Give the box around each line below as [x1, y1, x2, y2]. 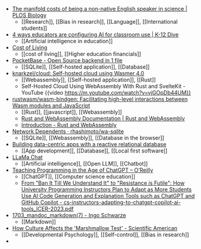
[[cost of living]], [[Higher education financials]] [21, 50, 141, 57]
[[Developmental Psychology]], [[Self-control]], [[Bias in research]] [21, 231, 189, 238]
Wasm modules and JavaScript [12, 102, 90, 109]
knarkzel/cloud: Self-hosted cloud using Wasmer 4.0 [12, 70, 144, 77]
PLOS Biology [12, 12, 47, 19]
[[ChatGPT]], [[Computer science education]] [21, 173, 136, 180]
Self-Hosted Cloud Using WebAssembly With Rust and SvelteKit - [21, 83, 186, 90]
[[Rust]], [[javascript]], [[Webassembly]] [21, 109, 122, 115]
